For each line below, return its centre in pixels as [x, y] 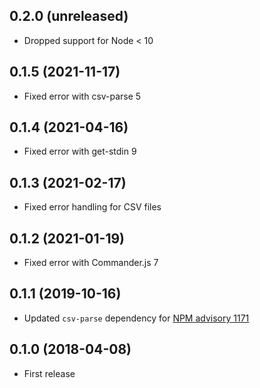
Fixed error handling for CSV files [92, 207]
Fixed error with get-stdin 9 [80, 151]
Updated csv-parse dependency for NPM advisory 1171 [136, 318]
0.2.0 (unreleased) [69, 16]
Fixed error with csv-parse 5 [82, 96]
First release [49, 373]
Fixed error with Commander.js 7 [91, 263]
